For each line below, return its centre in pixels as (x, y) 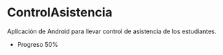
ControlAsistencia (60, 13)
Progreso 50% (37, 44)
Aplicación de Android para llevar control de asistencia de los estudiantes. (112, 31)
